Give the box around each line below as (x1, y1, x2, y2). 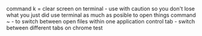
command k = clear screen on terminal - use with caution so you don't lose (6, 5, 195, 12)
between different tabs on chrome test (6, 24, 103, 31)
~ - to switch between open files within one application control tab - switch (6, 18, 195, 25)
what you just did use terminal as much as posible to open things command (6, 11, 197, 19)
